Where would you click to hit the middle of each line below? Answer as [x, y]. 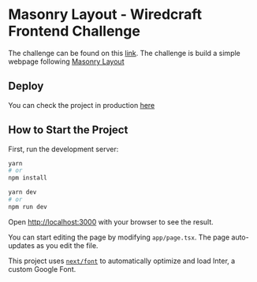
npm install [28, 178]
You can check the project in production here [82, 105]
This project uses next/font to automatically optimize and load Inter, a [122, 261]
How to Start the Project [68, 130]
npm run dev [28, 206]
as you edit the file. [67, 245]
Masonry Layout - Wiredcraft [105, 15]
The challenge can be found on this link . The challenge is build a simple [124, 53]
